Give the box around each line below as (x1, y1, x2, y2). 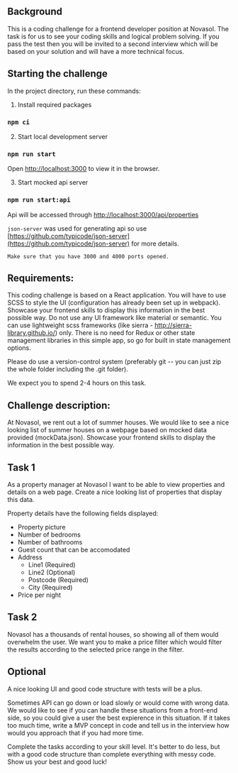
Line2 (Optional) (28, 568, 76, 576)
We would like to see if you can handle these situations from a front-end (7, 706, 218, 714)
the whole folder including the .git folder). (7, 365, 129, 373)
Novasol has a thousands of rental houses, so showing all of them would (7, 630, 219, 638)
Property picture (17, 522, 66, 531)
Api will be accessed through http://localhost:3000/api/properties (7, 210, 199, 219)
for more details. (130, 239, 179, 248)
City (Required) (28, 583, 73, 591)
